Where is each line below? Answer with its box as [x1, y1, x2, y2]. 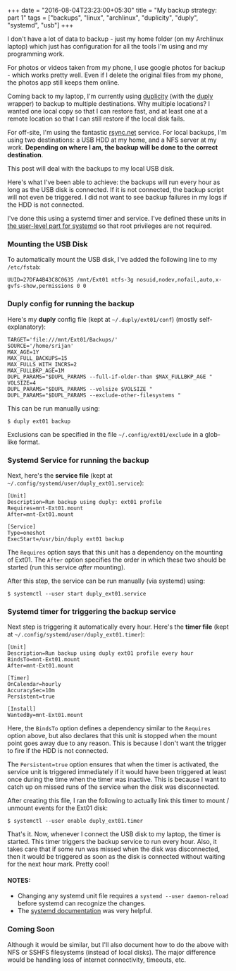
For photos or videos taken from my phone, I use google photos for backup [7, 64, 225, 71]
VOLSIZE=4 [7, 379, 37, 387]
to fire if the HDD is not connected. [7, 747, 108, 755]
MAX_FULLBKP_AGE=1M [7, 367, 65, 374]
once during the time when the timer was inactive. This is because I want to [7, 776, 227, 784]
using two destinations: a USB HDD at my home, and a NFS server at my [7, 135, 217, 144]
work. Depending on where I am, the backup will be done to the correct [7, 143, 218, 151]
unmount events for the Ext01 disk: [7, 804, 108, 812]
